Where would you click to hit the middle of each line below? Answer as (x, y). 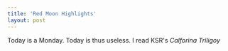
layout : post (27, 20)
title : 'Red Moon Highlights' (52, 14)
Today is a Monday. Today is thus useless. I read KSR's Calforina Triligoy (114, 40)
